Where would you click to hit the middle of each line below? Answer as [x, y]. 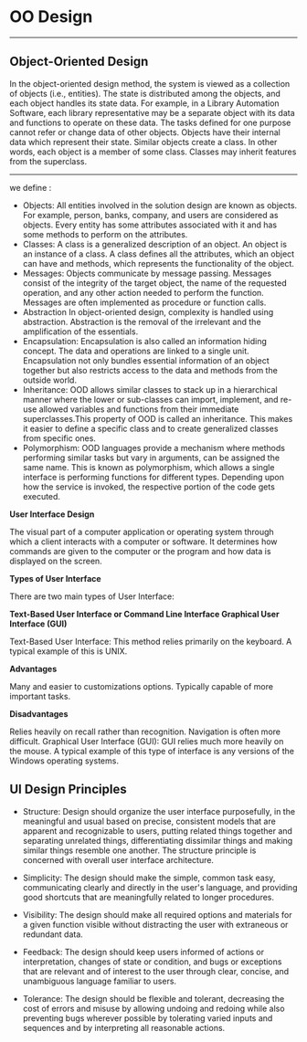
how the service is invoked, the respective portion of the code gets [149, 487]
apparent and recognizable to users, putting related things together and [157, 831]
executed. [42, 496]
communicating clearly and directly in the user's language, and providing [160, 887]
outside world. [50, 380]
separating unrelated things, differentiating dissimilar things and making [158, 840]
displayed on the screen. [56, 561]
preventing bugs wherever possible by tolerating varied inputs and [148, 1018]
